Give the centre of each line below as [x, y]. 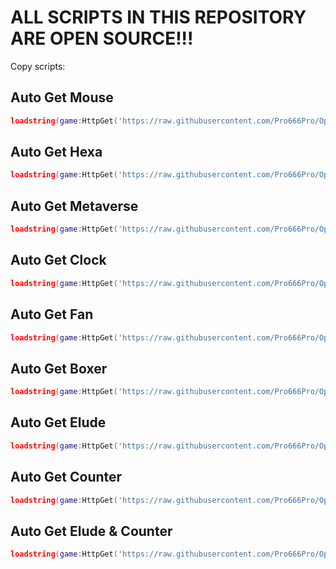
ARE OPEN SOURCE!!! [102, 38]
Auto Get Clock [58, 260]
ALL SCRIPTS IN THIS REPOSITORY [158, 17]
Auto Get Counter [66, 477]
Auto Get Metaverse [74, 206]
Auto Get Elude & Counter [91, 531]
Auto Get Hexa [56, 152]
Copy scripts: [38, 66]
